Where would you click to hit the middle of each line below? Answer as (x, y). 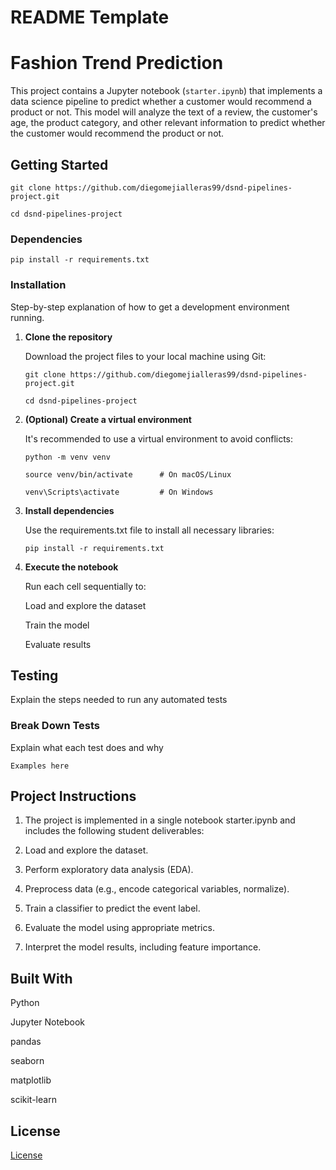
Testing (34, 675)
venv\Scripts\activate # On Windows (119, 492)
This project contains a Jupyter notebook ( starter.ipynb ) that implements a (166, 91)
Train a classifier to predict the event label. (112, 908)
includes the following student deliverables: (114, 831)
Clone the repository (68, 337)
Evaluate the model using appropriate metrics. (119, 928)
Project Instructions (73, 796)
